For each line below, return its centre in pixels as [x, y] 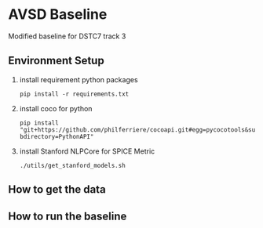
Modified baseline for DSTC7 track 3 [67, 36]
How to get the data [57, 190]
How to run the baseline [68, 216]
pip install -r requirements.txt [74, 94]
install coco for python [56, 108]
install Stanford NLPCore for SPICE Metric [87, 151]
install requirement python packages [79, 79]
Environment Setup [56, 61]
